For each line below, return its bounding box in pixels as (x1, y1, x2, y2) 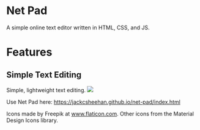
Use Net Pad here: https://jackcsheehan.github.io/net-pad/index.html (6, 98, 180, 106)
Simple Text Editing (6, 70, 82, 80)
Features (6, 45, 53, 59)
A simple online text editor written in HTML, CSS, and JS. (6, 24, 150, 31)
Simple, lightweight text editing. (6, 86, 86, 93)
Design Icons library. (6, 117, 58, 124)
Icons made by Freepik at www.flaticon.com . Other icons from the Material (6, 110, 194, 117)
